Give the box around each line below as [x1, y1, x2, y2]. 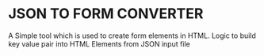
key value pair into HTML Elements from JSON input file [8, 39, 190, 48]
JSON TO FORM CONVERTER [8, 5, 204, 23]
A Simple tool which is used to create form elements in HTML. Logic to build [8, 31, 256, 40]
